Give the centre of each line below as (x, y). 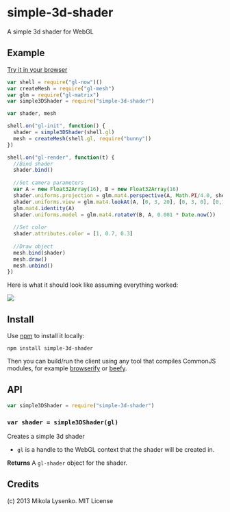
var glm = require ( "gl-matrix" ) (53, 95)
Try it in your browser (37, 69)
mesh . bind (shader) (40, 253)
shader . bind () (33, 170)
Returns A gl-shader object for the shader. (67, 463)
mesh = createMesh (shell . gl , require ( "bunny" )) (82, 138)
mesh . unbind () (33, 266)
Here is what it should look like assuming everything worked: (93, 285)
